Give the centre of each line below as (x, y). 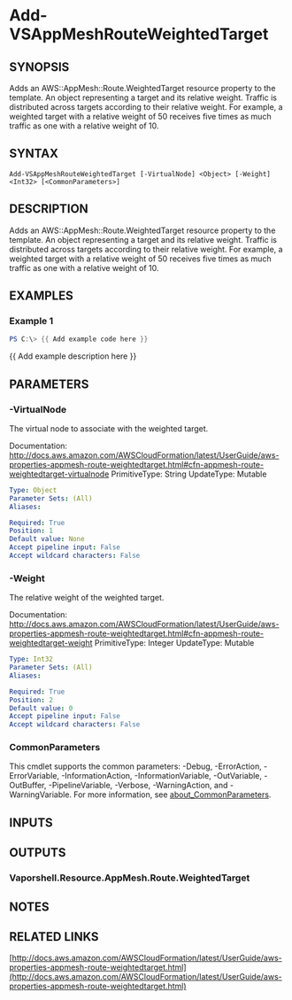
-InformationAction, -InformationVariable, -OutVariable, (162, 776)
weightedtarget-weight (51, 643)
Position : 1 (31, 531)
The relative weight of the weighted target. (87, 598)
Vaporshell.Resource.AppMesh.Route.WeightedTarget (130, 878)
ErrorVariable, (35, 776)
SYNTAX (34, 154)
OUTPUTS (38, 853)
